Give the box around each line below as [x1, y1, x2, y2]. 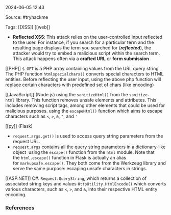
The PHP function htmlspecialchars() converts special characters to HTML [5, 71, 164, 77]
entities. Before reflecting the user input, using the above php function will [5, 76, 161, 82]
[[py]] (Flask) [5, 123, 33, 129]
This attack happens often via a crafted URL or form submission [12, 56, 149, 62]
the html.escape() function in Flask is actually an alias [12, 155, 127, 160]
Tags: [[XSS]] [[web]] [5, 24, 50, 30]
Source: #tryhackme [5, 14, 48, 20]
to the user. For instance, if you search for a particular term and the [12, 39, 154, 45]
